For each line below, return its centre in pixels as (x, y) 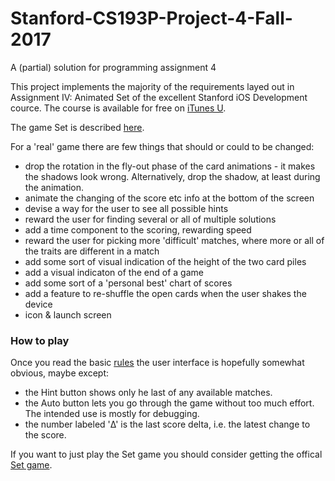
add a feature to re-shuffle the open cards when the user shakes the (165, 293)
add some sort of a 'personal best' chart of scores (128, 283)
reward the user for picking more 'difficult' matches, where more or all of (174, 240)
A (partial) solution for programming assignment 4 (113, 67)
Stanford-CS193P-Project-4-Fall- (151, 18)
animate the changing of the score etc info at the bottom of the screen (169, 198)
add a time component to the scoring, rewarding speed (138, 229)
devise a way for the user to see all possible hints (126, 208)
